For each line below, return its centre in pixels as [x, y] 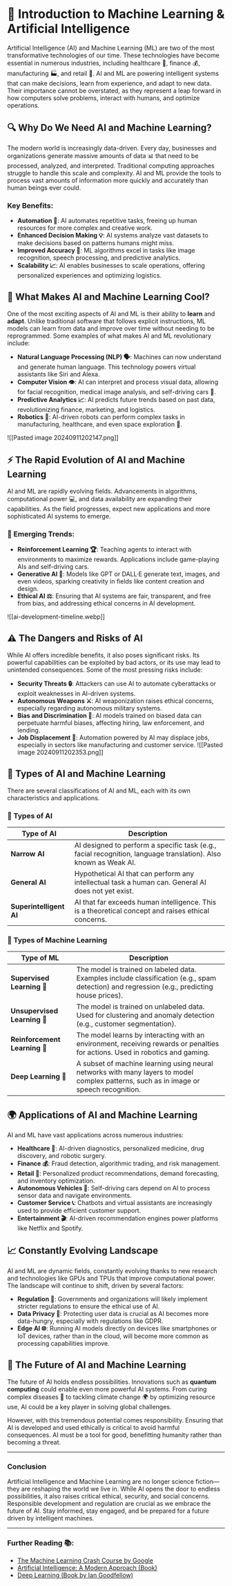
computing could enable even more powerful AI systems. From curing [107, 1389]
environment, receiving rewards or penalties [148, 1044]
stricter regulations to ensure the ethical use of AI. [88, 1306]
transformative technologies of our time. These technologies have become [113, 55]
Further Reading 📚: [41, 1543]
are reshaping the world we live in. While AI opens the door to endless [121, 1489]
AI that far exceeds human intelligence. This [145, 902]
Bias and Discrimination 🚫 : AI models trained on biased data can [109, 715]
